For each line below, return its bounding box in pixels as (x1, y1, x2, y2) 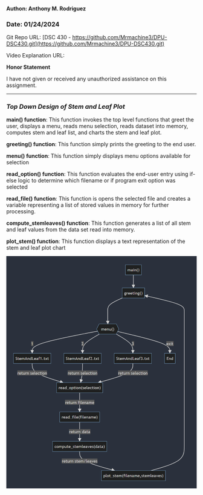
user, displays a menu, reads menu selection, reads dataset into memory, (6, 123, 188, 130)
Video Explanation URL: (6, 51, 65, 59)
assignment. (6, 82, 37, 89)
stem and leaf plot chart (6, 244, 66, 251)
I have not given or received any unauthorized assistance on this (6, 75, 167, 82)
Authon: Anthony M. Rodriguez (6, 5, 86, 12)
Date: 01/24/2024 (6, 20, 60, 28)
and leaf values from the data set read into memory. (6, 226, 135, 233)
